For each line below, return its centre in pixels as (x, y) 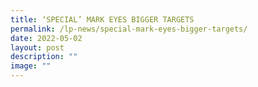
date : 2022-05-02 (46, 38)
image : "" (31, 66)
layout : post (37, 47)
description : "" (44, 57)
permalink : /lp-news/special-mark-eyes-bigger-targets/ (129, 29)
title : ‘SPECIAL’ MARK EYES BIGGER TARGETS (102, 19)
